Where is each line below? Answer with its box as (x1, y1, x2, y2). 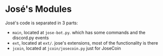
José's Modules (5, 3, 72, 15)
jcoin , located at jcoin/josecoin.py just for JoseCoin (12, 45, 121, 51)
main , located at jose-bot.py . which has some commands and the (12, 29, 146, 35)
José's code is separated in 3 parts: (5, 20, 78, 26)
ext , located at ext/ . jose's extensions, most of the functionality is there (12, 40, 158, 46)
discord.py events (12, 35, 49, 41)
